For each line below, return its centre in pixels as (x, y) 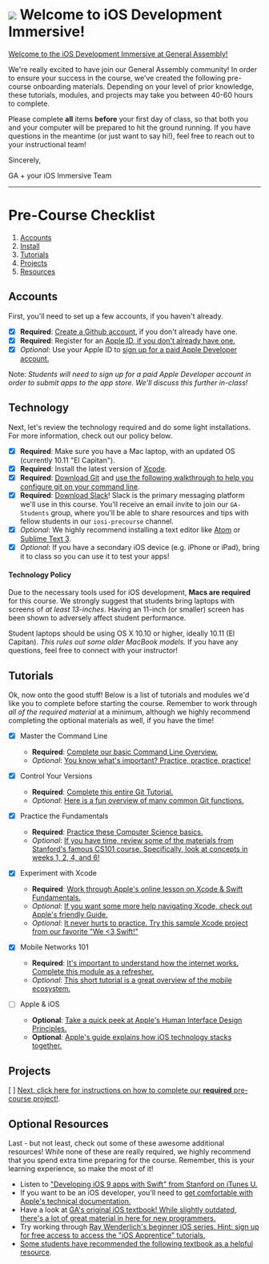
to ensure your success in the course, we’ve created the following (117, 78)
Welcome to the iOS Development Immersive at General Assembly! (118, 54)
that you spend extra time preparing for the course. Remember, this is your (131, 1160)
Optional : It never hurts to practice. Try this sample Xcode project (140, 923)
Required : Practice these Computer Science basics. (117, 832)
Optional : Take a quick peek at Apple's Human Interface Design (137, 1020)
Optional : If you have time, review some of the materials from (132, 841)
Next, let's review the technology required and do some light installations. (129, 427)
